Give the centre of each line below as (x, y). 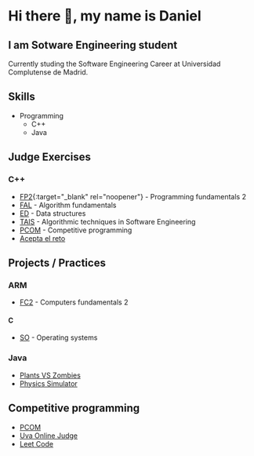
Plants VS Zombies (50, 375)
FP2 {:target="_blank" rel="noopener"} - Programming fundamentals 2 (133, 196)
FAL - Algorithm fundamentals (68, 205)
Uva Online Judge (49, 436)
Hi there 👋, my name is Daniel (105, 16)
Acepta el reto (42, 238)
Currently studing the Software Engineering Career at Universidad (114, 64)
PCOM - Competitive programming (76, 230)
